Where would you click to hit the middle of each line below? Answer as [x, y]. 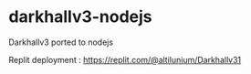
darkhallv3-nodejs [80, 17]
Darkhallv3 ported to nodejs [61, 42]
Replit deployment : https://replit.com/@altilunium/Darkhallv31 [125, 59]
